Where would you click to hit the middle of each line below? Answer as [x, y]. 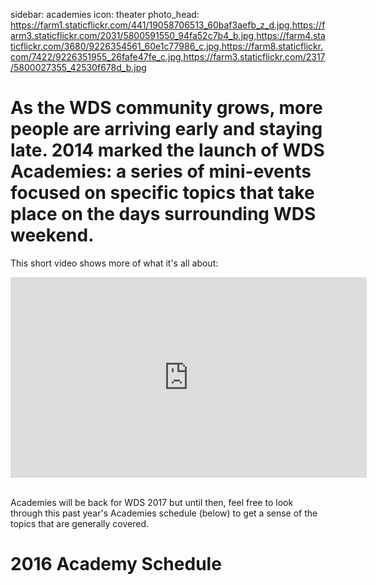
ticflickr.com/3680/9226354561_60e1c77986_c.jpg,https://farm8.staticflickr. [167, 46]
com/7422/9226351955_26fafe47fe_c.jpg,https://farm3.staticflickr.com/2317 [168, 57]
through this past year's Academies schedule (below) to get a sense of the [164, 513]
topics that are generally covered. [80, 523]
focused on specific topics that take [162, 193]
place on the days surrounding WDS [163, 214]
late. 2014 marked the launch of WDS [167, 150]
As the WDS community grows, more [166, 108]
